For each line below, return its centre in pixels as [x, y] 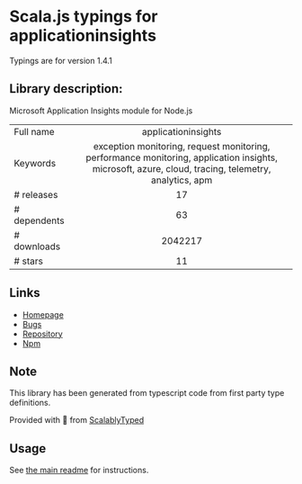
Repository [42, 334]
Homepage [43, 314]
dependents [39, 220]
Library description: [66, 89]
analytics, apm [182, 180]
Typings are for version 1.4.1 [61, 60]
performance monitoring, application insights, [182, 157]
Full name [35, 131]
